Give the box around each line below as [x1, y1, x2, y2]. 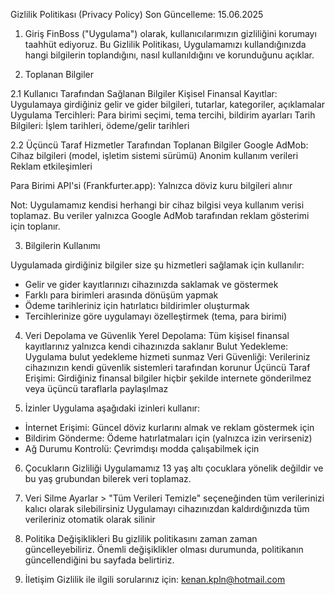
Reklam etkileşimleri [10, 160, 93, 172]
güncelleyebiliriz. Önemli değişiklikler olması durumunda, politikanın [24, 544, 304, 555]
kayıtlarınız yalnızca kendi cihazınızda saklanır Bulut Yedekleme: [24, 340, 289, 352]
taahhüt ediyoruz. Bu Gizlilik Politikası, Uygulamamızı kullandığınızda [24, 39, 307, 50]
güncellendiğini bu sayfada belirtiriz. [24, 554, 175, 566]
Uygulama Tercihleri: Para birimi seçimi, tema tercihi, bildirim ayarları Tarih [10, 109, 316, 121]
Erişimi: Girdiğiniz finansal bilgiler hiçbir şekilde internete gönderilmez [24, 372, 312, 384]
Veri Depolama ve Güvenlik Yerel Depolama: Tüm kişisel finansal [24, 330, 290, 341]
